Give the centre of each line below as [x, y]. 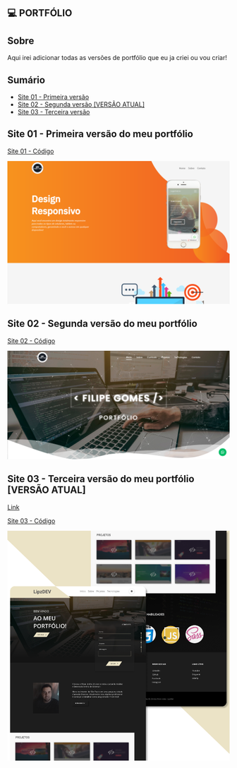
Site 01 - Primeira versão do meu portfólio [101, 134]
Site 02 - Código [31, 341]
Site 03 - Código [31, 521]
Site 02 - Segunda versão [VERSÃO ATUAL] [81, 104]
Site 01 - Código [31, 151]
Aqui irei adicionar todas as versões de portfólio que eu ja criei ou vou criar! [117, 58]
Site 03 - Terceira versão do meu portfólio [101, 479]
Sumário [26, 80]
